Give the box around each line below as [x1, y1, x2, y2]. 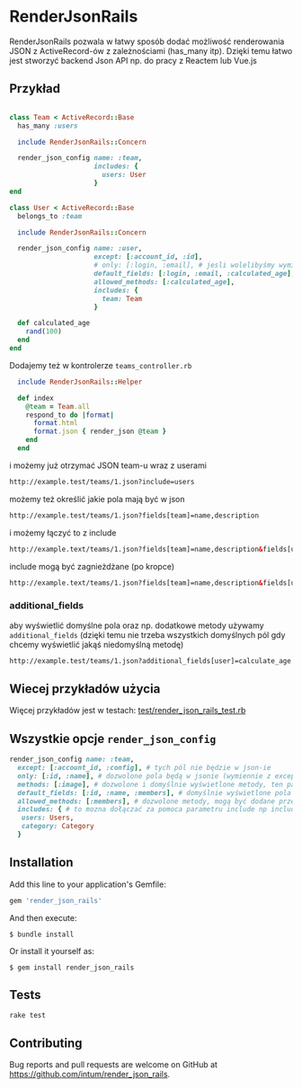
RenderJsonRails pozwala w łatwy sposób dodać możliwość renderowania [9, 36, 285, 47]
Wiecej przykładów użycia [9, 681, 161, 696]
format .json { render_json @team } [32, 427, 167, 437]
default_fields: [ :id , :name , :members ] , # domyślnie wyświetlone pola [17, 788, 292, 797]
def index [17, 394, 54, 402]
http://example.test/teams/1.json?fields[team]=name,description [9, 510, 259, 520]
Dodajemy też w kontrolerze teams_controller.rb [9, 359, 192, 370]
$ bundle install [9, 930, 75, 939]
